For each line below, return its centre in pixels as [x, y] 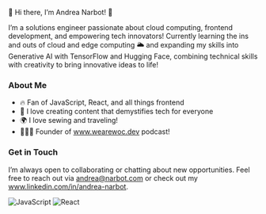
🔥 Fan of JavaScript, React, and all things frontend [102, 102]
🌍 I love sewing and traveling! [69, 120]
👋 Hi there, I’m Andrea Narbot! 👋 [61, 12]
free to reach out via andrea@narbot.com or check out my [103, 178]
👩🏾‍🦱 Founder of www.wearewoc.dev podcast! [95, 132]
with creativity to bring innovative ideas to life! [84, 65]
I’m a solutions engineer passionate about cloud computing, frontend [121, 27]
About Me [28, 85]
